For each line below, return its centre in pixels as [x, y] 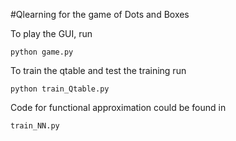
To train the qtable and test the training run [98, 70]
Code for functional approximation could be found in [118, 107]
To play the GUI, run [51, 33]
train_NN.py [35, 126]
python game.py [42, 52]
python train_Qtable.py [60, 89]
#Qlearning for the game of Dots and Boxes [100, 14]
